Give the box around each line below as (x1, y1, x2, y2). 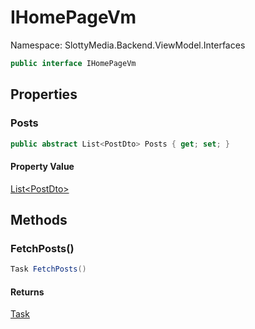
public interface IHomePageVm (10, 58, 137, 68)
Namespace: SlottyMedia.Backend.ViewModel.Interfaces (10, 39, 246, 51)
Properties (10, 86, 78, 103)
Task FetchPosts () (10, 264, 87, 275)
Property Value (10, 160, 75, 172)
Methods (10, 211, 68, 228)
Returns (10, 286, 45, 298)
